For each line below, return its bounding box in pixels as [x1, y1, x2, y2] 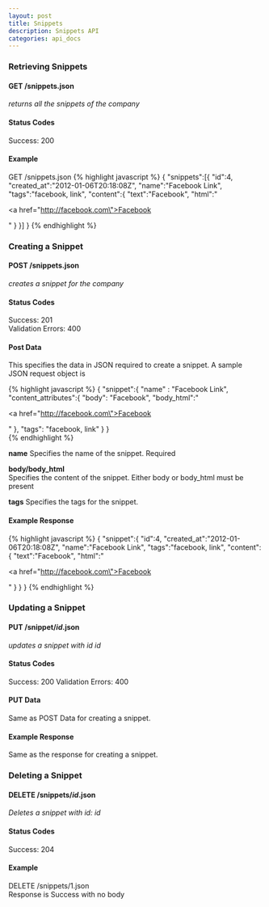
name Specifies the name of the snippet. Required [8, 449, 176, 458]
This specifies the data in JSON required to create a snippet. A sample [8, 361, 242, 370]
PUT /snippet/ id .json [8, 622, 80, 632]
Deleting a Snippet [8, 770, 82, 781]
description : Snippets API [8, 27, 99, 35]
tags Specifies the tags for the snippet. [8, 497, 139, 507]
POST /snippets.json [8, 260, 79, 271]
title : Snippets [8, 19, 63, 27]
